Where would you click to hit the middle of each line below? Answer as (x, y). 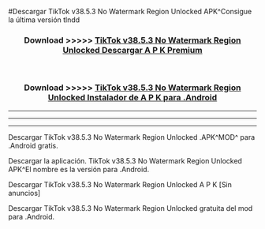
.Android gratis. (33, 145)
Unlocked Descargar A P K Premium (132, 50)
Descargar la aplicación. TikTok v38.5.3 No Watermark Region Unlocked (125, 160)
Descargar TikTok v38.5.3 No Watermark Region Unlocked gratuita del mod (131, 208)
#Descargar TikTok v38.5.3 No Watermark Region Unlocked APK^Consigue (130, 11)
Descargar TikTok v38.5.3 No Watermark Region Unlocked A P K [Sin (120, 184)
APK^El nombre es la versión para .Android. (79, 169)
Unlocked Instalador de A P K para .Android (132, 98)
